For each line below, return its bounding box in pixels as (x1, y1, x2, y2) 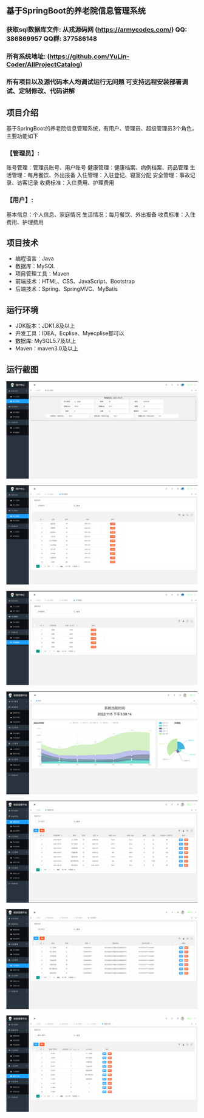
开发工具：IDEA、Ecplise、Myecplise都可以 (15, 330, 124, 337)
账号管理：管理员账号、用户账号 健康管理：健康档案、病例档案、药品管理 (6, 164, 189, 171)
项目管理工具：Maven (15, 270, 70, 277)
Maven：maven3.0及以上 (15, 345, 78, 352)
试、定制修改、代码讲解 (6, 87, 75, 95)
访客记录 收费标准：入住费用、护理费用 (16, 179, 114, 186)
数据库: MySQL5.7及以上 (15, 337, 76, 345)
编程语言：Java (15, 255, 55, 262)
